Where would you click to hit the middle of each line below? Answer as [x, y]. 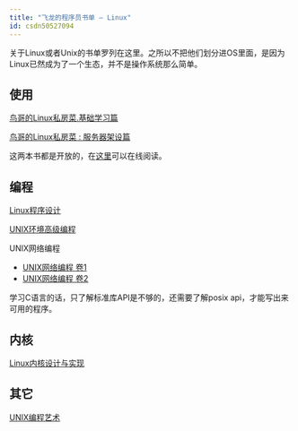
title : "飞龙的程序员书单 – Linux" [70, 17]
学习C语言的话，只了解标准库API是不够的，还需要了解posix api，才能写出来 [149, 297]
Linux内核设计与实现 [47, 363]
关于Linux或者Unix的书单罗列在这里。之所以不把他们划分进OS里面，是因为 [147, 52]
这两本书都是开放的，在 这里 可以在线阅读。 [88, 156]
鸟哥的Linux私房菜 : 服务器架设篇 [70, 137]
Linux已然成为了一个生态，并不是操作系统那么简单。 [106, 64]
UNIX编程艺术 [35, 417]
